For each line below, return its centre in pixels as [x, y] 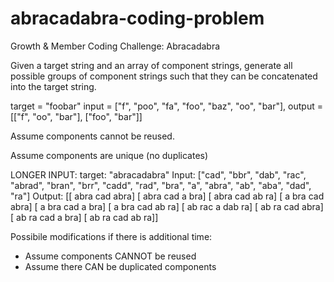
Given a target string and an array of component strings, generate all [151, 65]
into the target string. [53, 86]
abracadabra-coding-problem [137, 18]
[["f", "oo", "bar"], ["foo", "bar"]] [76, 116]
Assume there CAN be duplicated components [120, 266]
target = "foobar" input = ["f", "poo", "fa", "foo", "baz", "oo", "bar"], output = [166, 106]
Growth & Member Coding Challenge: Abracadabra [115, 46]
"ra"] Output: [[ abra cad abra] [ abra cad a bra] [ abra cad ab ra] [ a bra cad [167, 196]
